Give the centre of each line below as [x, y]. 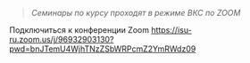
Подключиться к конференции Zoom [79, 30]
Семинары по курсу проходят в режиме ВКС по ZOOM [136, 13]
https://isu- [171, 30]
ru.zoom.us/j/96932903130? [62, 39]
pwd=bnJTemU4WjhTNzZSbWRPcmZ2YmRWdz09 [103, 49]
